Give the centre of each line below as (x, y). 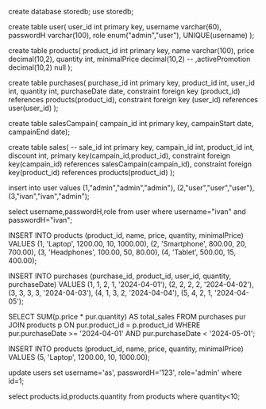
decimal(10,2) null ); (40, 67)
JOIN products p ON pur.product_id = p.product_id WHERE (104, 325)
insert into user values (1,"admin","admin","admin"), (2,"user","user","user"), (131, 188)
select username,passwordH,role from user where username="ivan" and (127, 212)
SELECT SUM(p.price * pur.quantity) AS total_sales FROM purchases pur (127, 317)
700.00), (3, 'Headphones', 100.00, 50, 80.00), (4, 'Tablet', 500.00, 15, (122, 252)
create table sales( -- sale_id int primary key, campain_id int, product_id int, (131, 147)
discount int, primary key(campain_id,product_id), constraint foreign (120, 155)
